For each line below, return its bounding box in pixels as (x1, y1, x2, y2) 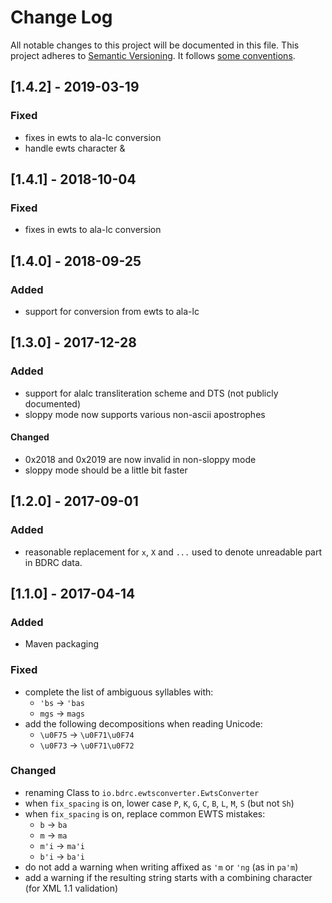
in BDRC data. (24, 556, 83, 568)
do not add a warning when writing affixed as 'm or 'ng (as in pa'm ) (24, 861, 299, 873)
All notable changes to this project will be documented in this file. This (10, 39, 300, 51)
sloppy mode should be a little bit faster (24, 464, 188, 476)
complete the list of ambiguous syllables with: (24, 686, 214, 698)
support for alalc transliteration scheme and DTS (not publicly (24, 387, 279, 399)
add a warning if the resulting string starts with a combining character (24, 871, 313, 883)
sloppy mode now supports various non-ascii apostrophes (24, 408, 266, 420)
